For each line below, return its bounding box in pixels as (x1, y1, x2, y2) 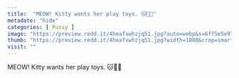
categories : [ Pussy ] (7, 23, 75, 30)
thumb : (7, 37, 27, 44)
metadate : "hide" (7, 17, 59, 24)
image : (7, 30, 27, 38)
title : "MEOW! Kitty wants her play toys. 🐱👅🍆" (7, 10, 156, 18)
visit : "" (7, 43, 37, 50)
